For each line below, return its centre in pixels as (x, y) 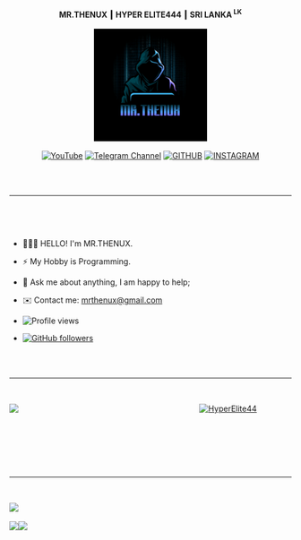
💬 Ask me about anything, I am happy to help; (106, 282)
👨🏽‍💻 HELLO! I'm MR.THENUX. (77, 244)
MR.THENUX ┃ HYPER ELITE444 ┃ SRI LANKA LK (150, 14)
